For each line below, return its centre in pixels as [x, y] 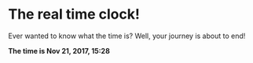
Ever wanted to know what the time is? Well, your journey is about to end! [127, 36]
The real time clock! [74, 14]
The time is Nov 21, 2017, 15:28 [59, 51]
